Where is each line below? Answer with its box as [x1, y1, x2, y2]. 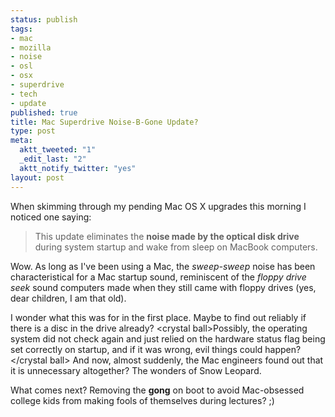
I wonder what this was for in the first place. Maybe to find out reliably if [10, 311, 307, 323]
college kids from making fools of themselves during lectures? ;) [10, 394, 275, 406]
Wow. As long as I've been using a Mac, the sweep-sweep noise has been [10, 260, 316, 272]
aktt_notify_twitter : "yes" [19, 163, 137, 173]
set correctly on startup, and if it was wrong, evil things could [10, 343, 263, 355]
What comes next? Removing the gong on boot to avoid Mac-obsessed [10, 384, 305, 396]
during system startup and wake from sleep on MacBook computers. [34, 241, 318, 253]
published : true [10, 107, 78, 118]
